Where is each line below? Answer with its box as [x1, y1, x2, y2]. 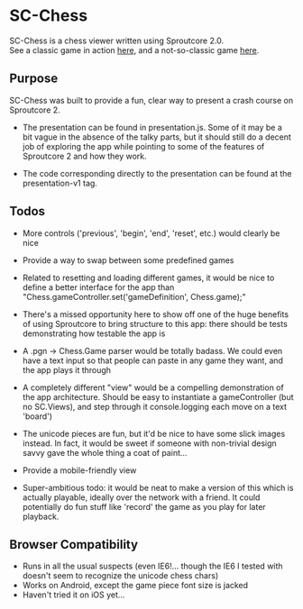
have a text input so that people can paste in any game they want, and [22, 355, 284, 366]
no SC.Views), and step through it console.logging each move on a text [22, 401, 287, 412]
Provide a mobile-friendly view [22, 465, 137, 476]
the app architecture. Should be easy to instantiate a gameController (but [22, 391, 295, 402]
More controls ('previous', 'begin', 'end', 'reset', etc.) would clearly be [22, 227, 280, 239]
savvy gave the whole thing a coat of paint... [22, 447, 188, 458]
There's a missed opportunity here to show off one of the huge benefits [22, 308, 289, 320]
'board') [22, 411, 52, 422]
